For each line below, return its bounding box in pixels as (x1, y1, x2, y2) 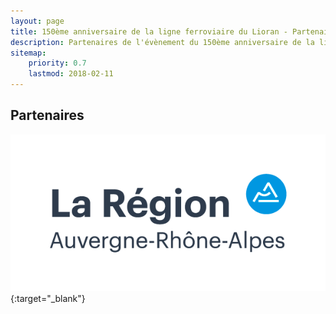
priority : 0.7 (28, 58, 87, 69)
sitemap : (10, 48, 47, 58)
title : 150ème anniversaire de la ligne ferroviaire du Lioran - (10, 26, 288, 37)
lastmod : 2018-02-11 (28, 69, 114, 79)
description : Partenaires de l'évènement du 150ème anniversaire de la (10, 37, 315, 47)
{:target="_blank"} (10, 292, 86, 304)
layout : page (10, 16, 65, 26)
